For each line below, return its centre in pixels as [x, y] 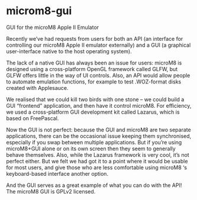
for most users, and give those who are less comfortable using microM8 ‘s [97, 167]
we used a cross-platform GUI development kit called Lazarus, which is [93, 112]
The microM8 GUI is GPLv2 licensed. [51, 191]
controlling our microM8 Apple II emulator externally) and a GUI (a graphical [98, 45]
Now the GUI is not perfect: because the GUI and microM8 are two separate [98, 130]
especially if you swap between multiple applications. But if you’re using [94, 142]
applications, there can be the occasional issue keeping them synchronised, [99, 136]
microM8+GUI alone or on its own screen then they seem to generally [91, 149]
